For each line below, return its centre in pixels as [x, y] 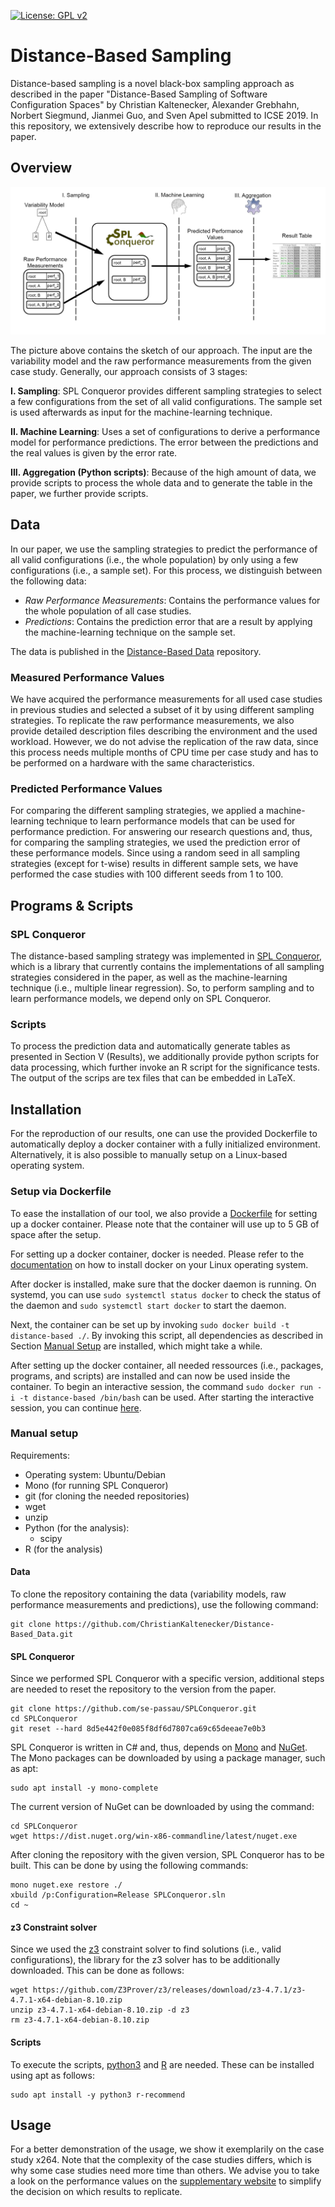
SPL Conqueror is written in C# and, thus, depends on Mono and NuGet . [159, 1747]
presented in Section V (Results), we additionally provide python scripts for [165, 1057]
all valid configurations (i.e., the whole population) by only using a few [154, 559]
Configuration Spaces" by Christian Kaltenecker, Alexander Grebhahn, [155, 104]
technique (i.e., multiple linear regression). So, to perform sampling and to [162, 988]
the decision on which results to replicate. [96, 2192]
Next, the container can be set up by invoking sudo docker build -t [150, 1324]
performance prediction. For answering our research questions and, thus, [161, 832]
